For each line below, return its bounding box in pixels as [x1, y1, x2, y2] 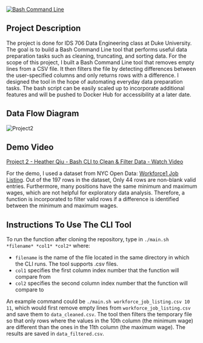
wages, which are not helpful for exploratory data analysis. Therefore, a [6, 189, 185, 196]
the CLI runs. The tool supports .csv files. [15, 261, 118, 268]
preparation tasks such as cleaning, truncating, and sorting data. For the [6, 52, 187, 59]
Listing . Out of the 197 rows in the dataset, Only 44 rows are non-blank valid [6, 176, 196, 184]
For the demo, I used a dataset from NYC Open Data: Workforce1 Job [6, 170, 179, 177]
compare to [15, 286, 44, 293]
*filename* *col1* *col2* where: [6, 242, 90, 250]
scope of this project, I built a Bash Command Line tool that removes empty [6, 58, 195, 66]
